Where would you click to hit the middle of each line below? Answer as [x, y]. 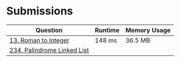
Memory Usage [148, 30]
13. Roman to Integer [39, 40]
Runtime [107, 30]
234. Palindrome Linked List [49, 50]
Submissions [40, 11]
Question [49, 30]
